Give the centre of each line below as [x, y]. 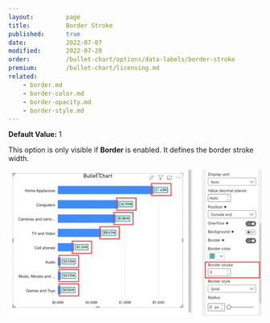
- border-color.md [53, 93]
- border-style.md [53, 110]
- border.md [43, 85]
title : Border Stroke [61, 25]
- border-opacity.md [57, 102]
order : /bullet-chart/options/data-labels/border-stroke [122, 60]
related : [23, 77]
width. [19, 159]
